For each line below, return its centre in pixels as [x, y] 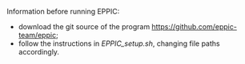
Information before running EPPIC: [63, 11]
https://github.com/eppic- [194, 26]
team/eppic [37, 35]
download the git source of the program [84, 26]
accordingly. [39, 52]
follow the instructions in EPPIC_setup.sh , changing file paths [119, 43]
